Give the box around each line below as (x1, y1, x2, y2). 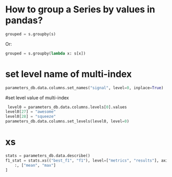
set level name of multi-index (5, 68, 132, 80)
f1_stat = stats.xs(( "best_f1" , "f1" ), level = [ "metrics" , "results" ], (5, 158, 159, 163)
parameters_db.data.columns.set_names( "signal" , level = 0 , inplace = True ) (5, 85, 164, 91)
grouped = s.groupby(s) (5, 31, 56, 37)
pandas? (5, 14, 43, 26)
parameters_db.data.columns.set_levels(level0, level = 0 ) (5, 119, 130, 124)
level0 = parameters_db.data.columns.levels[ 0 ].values (7, 104, 127, 110)
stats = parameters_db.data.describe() (5, 153, 91, 158)
